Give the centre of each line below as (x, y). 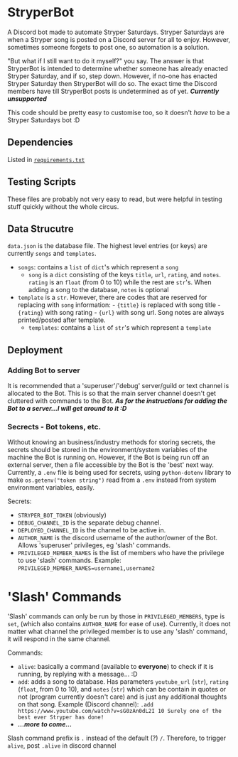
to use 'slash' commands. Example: (70, 560)
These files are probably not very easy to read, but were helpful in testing (115, 199)
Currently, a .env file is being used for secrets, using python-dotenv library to (119, 473)
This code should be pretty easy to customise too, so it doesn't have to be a (119, 112)
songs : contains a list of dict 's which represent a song (98, 267)
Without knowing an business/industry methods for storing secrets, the (112, 442)
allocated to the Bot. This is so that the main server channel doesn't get (112, 393)
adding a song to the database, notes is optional (98, 290)
